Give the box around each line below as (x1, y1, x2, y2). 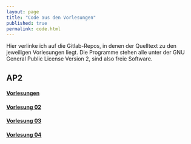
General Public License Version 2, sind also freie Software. (6, 55, 153, 62)
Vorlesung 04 (6, 131, 42, 139)
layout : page (6, 8, 39, 15)
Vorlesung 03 (6, 117, 42, 125)
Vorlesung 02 (6, 103, 41, 111)
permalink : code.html (6, 25, 61, 32)
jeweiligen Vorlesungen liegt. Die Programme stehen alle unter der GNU (6, 49, 185, 56)
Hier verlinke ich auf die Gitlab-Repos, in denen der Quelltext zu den (6, 42, 177, 50)
